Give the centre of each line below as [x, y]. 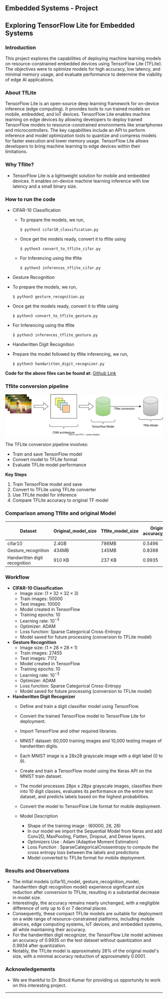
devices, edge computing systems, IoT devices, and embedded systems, [87, 924]
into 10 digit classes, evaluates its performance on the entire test [86, 791]
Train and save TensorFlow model [47, 454]
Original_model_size [75, 531]
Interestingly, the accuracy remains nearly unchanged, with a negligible [86, 903]
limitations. [16, 152]
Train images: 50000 [41, 599]
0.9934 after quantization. [39, 946]
